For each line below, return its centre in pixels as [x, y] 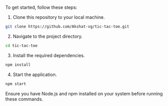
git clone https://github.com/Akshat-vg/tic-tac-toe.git [67, 26]
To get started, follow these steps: [41, 7]
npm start [16, 84]
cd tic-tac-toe [22, 45]
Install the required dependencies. [49, 55]
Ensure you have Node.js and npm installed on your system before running [84, 93]
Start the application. [35, 74]
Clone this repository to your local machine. [59, 17]
